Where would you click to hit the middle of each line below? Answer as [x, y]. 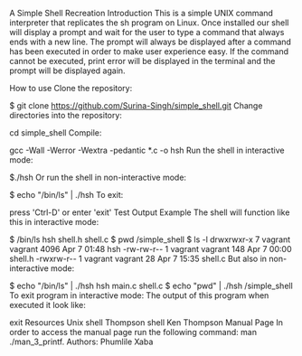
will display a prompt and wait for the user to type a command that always [147, 32]
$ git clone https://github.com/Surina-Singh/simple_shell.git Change [136, 106]
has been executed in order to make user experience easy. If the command [149, 52]
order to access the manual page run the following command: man [133, 332]
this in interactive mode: [54, 222]
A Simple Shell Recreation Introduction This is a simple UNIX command [142, 13]
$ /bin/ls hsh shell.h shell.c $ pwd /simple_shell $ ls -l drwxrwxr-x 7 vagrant [150, 239]
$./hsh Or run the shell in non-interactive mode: [98, 177]
